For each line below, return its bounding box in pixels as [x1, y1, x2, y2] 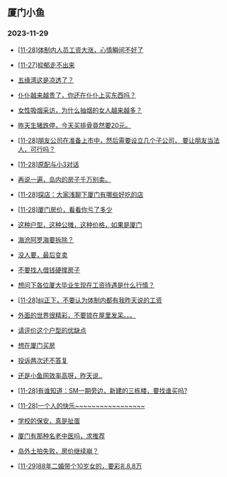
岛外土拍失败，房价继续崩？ [17, 446, 99, 455]
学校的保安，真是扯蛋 [17, 416, 80, 424]
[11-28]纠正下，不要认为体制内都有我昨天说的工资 [17, 295, 162, 304]
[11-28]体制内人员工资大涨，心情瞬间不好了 [17, 45, 144, 54]
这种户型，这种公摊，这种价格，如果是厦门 [17, 220, 143, 229]
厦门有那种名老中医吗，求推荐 [17, 432, 105, 440]
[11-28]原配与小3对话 [17, 160, 79, 168]
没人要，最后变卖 [17, 251, 68, 259]
